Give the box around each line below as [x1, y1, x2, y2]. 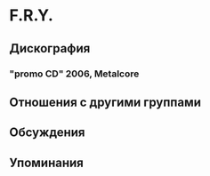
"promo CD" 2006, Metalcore [9, 68, 140, 80]
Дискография [9, 41, 91, 56]
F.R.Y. [9, 5, 53, 26]
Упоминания [9, 155, 85, 170]
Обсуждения [9, 125, 85, 140]
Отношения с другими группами [9, 94, 202, 109]
